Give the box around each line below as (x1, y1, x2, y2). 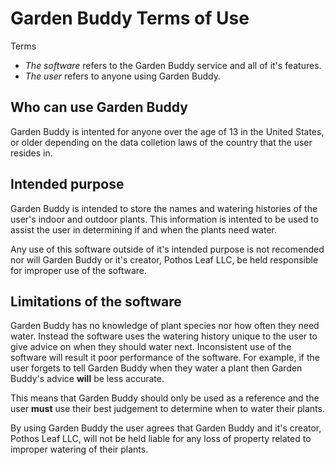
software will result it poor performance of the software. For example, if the (10, 352, 320, 364)
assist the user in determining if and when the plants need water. (10, 223, 278, 236)
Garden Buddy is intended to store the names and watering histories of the (10, 202, 318, 214)
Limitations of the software (10, 293, 182, 310)
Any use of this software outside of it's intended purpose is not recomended (10, 243, 325, 255)
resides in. (10, 147, 53, 159)
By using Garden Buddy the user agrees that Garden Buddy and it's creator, (10, 422, 322, 434)
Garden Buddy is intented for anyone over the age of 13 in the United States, (10, 125, 325, 137)
